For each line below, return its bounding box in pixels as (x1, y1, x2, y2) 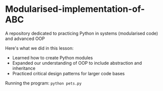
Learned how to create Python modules (12, 54, 93, 60)
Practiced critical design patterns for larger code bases (12, 70, 125, 76)
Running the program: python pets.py (5, 80, 82, 86)
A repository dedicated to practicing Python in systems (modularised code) (5, 30, 158, 36)
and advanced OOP (5, 36, 45, 42)
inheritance (12, 65, 36, 71)
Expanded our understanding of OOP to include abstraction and (12, 60, 142, 66)
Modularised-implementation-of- (5, 3, 145, 15)
